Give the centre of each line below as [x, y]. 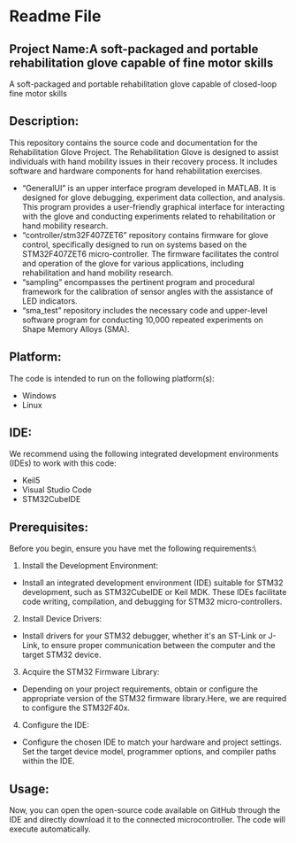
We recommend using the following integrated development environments [144, 454]
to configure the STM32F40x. [76, 708]
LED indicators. [49, 301]
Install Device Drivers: [62, 619]
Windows [39, 395]
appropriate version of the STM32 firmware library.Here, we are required [154, 699]
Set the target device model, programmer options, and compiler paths [149, 752]
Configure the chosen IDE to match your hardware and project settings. [152, 742]
